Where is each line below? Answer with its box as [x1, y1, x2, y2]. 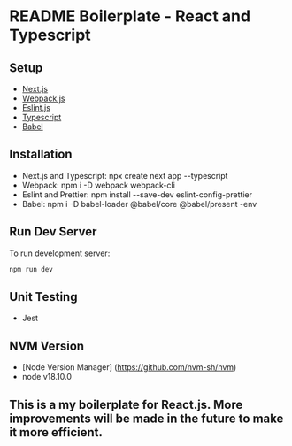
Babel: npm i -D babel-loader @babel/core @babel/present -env [21, 198, 257, 209]
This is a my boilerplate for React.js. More [9, 396, 243, 412]
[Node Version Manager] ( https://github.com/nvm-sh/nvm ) [21, 362, 237, 373]
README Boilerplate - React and [9, 6, 250, 27]
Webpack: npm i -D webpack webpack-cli [21, 180, 175, 190]
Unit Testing [9, 289, 78, 304]
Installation [9, 147, 73, 162]
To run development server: [9, 248, 111, 258]
